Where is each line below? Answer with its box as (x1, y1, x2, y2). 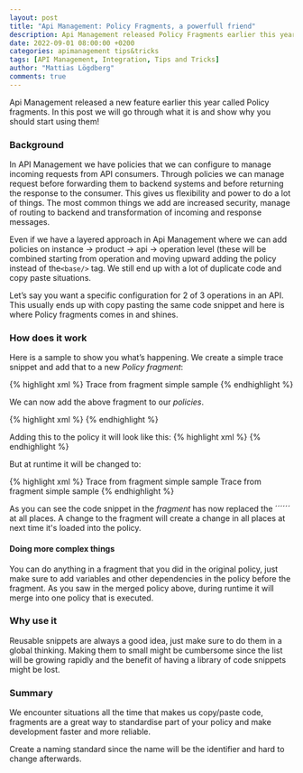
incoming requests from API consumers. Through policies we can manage (9, 169, 285, 180)
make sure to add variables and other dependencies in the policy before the (9, 573, 291, 583)
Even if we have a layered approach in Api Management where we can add (9, 234, 288, 245)
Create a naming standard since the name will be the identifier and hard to (9, 744, 285, 755)
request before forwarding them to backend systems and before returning (9, 178, 284, 190)
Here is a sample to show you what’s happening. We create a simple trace (9, 352, 284, 363)
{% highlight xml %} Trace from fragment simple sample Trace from (9, 476, 262, 488)
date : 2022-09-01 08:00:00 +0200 (9, 38, 135, 48)
